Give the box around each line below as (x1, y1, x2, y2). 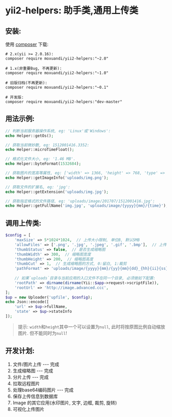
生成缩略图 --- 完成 (12, 367, 53, 373)
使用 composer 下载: (5, 42, 49, 47)
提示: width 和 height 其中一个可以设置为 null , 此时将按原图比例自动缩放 (17, 324, 165, 330)
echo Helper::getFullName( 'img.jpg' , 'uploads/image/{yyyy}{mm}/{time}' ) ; (5, 203, 168, 208)
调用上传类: (5, 219, 42, 227)
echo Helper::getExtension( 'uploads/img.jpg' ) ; (5, 189, 109, 194)
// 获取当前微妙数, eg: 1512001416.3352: (5, 142, 90, 148)
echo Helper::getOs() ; (5, 133, 54, 138)
